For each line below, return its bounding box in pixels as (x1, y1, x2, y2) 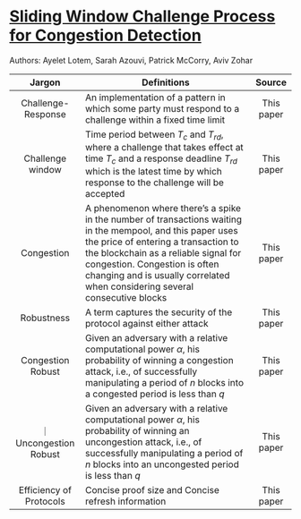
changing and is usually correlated (84, 269, 230, 282)
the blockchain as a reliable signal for (84, 247, 242, 259)
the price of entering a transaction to (84, 235, 239, 248)
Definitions (142, 76, 190, 89)
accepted (84, 188, 125, 200)
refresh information (84, 495, 167, 507)
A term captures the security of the (84, 306, 233, 319)
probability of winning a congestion (84, 354, 235, 367)
